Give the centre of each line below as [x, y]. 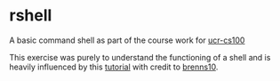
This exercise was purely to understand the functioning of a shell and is [140, 57]
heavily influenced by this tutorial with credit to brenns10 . [114, 67]
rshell [31, 16]
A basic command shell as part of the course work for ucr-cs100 [127, 40]
